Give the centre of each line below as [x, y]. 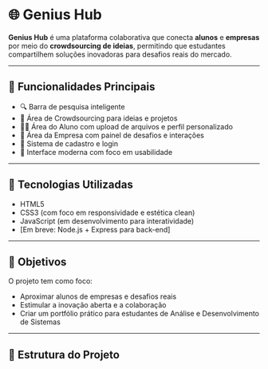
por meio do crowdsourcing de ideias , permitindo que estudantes [117, 46]
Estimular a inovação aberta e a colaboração [93, 305]
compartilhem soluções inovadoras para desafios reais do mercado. [120, 54]
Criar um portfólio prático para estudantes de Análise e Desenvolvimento [139, 314]
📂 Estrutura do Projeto [64, 354]
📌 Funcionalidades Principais [82, 87]
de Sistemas [40, 322]
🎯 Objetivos [37, 262]
